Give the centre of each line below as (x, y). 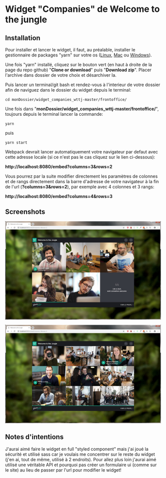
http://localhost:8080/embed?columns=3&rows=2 (59, 167)
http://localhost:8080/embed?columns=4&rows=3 (59, 196)
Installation (23, 38)
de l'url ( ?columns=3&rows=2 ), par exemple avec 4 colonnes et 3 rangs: (80, 187)
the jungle (26, 20)
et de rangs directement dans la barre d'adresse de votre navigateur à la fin (82, 181)
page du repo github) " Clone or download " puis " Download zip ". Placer (78, 70)
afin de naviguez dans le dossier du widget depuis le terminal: (68, 90)
